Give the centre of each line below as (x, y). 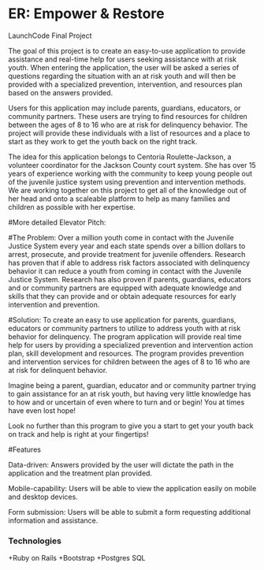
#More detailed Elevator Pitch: (57, 222)
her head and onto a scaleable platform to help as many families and (119, 199)
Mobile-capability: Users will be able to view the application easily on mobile (132, 488)
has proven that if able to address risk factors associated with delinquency (129, 263)
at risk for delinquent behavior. (58, 370)
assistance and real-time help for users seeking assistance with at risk (123, 59)
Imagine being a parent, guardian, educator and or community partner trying (132, 385)
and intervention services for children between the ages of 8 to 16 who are (129, 361)
